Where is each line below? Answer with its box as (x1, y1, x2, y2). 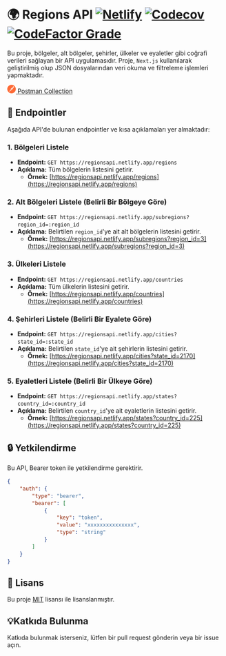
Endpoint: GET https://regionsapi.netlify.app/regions (17, 158, 178, 167)
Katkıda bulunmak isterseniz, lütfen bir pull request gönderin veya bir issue (7, 633, 219, 642)
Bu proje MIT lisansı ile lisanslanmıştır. (7, 595, 115, 604)
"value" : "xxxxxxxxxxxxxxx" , (56, 522, 140, 529)
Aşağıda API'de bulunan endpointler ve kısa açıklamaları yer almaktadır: (7, 125, 210, 133)
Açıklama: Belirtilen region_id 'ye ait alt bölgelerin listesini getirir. (17, 227, 201, 236)
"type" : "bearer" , (32, 492, 85, 500)
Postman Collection (17, 87, 73, 95)
